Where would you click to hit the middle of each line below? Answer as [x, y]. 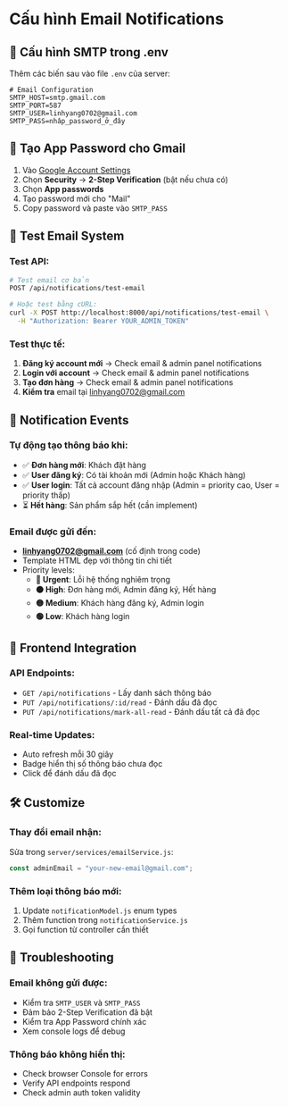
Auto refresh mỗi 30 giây [68, 754]
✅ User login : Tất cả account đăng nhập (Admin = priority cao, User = [151, 485]
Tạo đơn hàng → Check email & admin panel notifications [128, 382]
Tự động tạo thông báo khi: [69, 445]
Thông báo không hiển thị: [68, 1054]
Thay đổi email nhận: [56, 833]
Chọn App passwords [63, 189]
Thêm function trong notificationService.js [105, 920]
